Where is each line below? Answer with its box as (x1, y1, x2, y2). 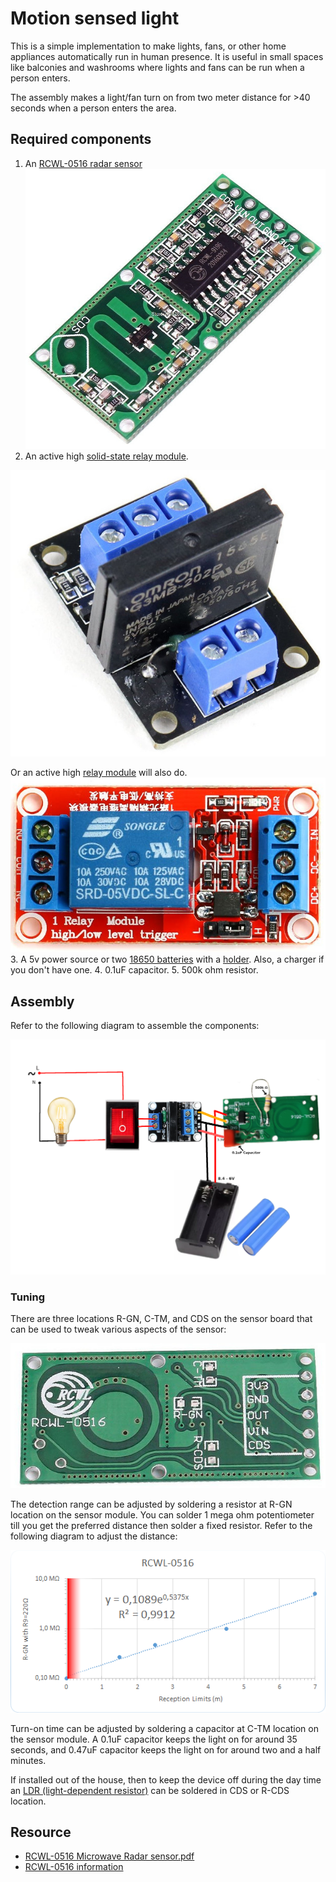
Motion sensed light (10, 7, 180, 30)
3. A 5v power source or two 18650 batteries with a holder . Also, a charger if (10, 953, 325, 966)
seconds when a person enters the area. (10, 102, 177, 114)
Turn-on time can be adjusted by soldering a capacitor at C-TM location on (10, 1722, 319, 1734)
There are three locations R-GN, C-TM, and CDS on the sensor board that (10, 1313, 313, 1325)
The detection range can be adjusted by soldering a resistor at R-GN (10, 1498, 293, 1511)
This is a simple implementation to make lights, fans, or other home (10, 40, 287, 52)
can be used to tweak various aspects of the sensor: (10, 1323, 227, 1336)
